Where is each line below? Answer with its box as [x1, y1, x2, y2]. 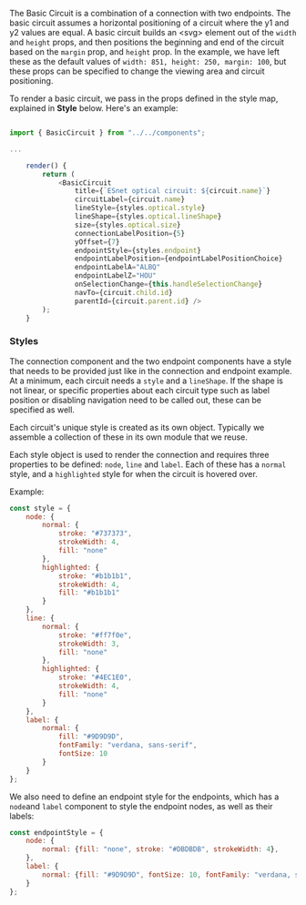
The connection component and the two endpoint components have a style [9, 355, 292, 367]
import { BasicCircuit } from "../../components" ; [9, 128, 206, 137]
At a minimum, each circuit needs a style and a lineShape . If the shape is [9, 375, 284, 386]
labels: [9, 810, 35, 821]
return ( [42, 169, 76, 178]
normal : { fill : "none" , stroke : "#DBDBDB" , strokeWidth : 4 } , [42, 845, 280, 854]
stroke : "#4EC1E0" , [57, 673, 132, 682]
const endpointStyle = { [9, 828, 104, 837]
